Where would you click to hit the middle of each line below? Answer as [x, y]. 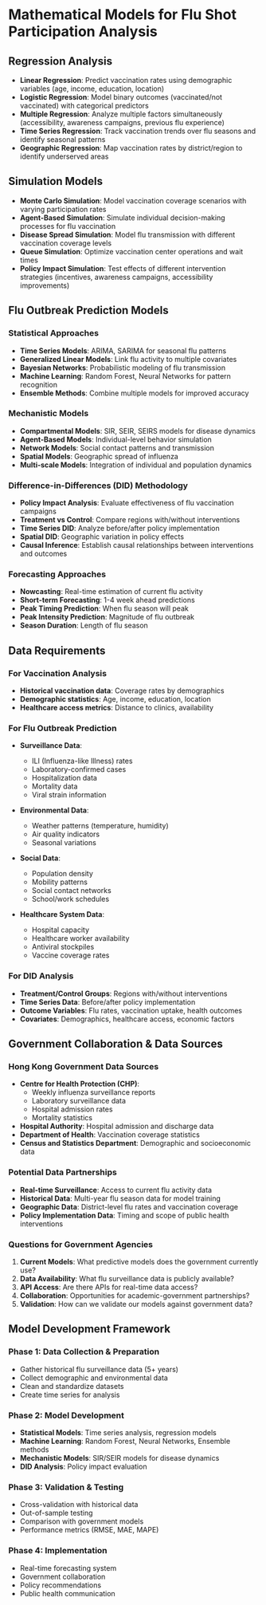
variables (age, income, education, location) [92, 89]
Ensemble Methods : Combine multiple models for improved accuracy [134, 393]
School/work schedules [70, 899]
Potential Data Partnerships [63, 1172]
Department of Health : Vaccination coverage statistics [110, 1135]
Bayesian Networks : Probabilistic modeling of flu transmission [122, 368]
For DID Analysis [41, 976]
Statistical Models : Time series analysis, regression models [118, 1432]
